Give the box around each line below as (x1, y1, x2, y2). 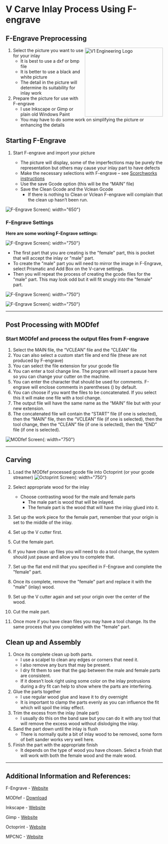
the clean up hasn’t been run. (27, 196, 88, 202)
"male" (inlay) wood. (12, 584, 55, 590)
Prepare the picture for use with (12, 95, 79, 101)
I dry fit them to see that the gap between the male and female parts (20, 668, 161, 674)
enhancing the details (20, 122, 65, 128)
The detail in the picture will (20, 79, 78, 85)
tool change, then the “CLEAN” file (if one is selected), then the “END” (12, 421, 157, 427)
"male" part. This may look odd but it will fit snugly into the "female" (12, 277, 153, 283)
